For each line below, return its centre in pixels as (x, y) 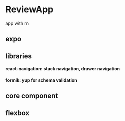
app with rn (17, 23)
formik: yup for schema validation (41, 80)
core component (32, 96)
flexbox (17, 113)
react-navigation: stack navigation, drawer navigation (63, 69)
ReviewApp (29, 9)
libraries (18, 56)
